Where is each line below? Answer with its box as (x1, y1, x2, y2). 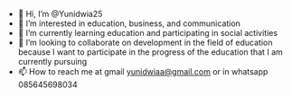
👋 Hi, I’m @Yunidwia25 (17, 9, 103, 19)
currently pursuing (17, 57, 88, 66)
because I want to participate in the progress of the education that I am (17, 47, 283, 57)
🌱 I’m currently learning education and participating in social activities (17, 28, 278, 38)
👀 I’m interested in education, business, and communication (17, 18, 241, 29)
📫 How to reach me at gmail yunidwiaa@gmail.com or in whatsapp (17, 66, 268, 76)
